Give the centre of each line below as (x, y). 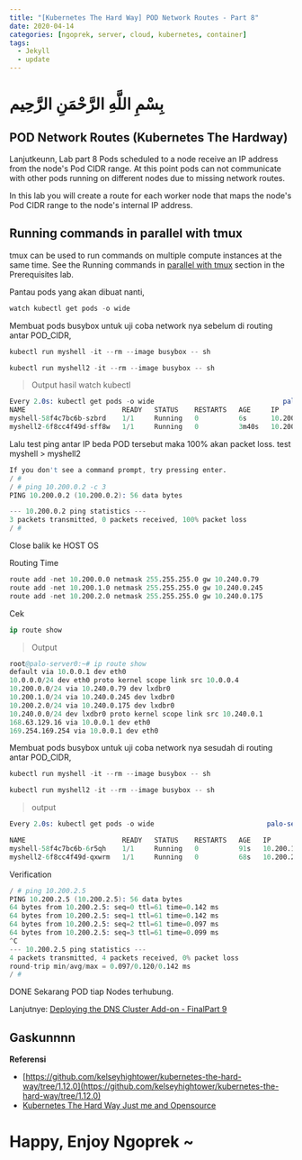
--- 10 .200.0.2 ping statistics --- (78, 511)
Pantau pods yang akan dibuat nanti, (77, 292)
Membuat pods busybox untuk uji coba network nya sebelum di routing (141, 325)
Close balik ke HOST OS (54, 545)
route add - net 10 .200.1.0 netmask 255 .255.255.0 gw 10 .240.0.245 (136, 588)
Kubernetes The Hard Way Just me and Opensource (119, 1106)
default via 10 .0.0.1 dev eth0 (68, 672)
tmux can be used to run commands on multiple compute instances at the (146, 255)
